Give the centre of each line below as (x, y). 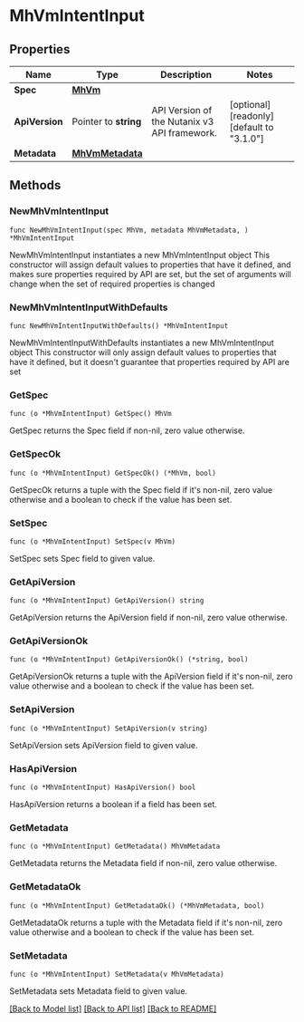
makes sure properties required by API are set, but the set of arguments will (150, 274)
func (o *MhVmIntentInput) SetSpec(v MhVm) (93, 541)
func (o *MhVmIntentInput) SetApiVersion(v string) (109, 728)
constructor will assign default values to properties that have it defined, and (150, 265)
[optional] (250, 105)
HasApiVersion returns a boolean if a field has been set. (113, 805)
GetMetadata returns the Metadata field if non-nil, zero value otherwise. (143, 863)
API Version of (182, 110)
